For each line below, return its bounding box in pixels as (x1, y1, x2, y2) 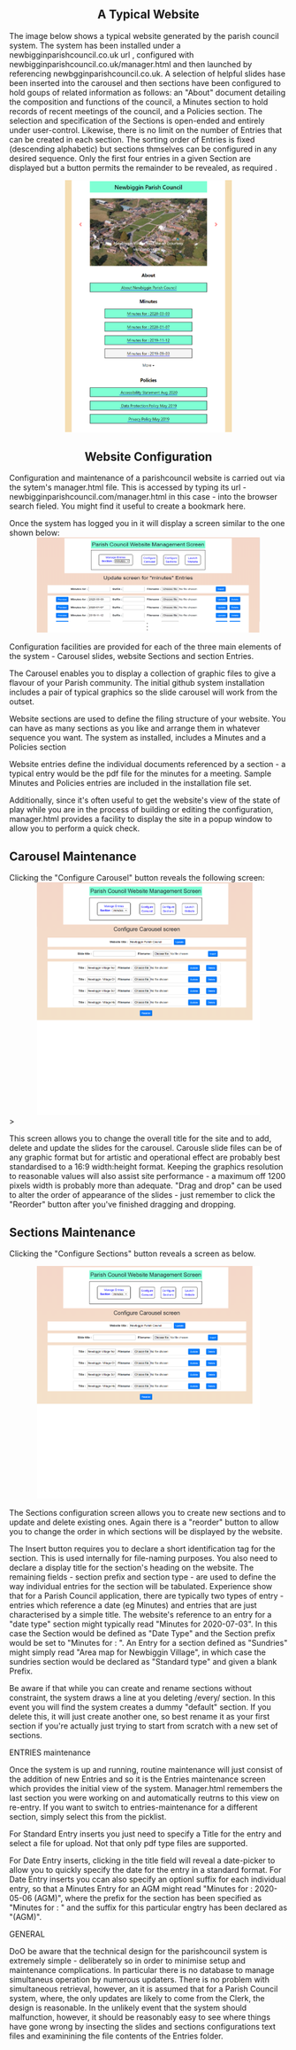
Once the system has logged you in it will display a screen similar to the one (9, 518, 285, 529)
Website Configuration (84, 449, 213, 464)
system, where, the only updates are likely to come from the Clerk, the (9, 1993, 265, 2003)
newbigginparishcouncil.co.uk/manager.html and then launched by (9, 58, 253, 69)
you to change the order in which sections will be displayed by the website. (9, 1526, 283, 1536)
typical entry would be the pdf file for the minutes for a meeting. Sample (9, 768, 272, 779)
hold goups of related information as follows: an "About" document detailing (9, 87, 286, 97)
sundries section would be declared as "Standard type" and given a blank (9, 1657, 277, 1666)
